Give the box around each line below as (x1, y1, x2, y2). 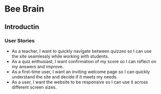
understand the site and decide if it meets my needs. (11, 74, 118, 79)
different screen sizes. (11, 84, 57, 90)
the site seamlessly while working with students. (11, 53, 109, 59)
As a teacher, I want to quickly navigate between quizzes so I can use (11, 48, 152, 54)
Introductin (4, 23, 40, 31)
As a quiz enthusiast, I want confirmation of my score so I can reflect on (11, 58, 157, 64)
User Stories (4, 37, 35, 44)
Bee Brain (4, 3, 44, 15)
